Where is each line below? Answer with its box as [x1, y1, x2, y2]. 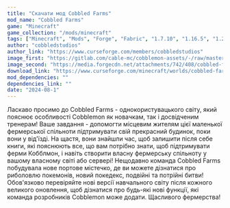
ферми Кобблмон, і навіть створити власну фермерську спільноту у [7, 149, 207, 158]
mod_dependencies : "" [7, 73, 69, 81]
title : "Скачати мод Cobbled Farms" [7, 10, 112, 17]
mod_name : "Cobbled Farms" [7, 16, 84, 23]
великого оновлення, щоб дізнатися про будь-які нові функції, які [7, 186, 199, 194]
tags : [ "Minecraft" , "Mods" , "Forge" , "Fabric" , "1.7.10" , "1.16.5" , [7, 36, 210, 43]
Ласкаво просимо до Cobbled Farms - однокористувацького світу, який [7, 106, 218, 114]
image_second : [7, 61, 48, 68]
